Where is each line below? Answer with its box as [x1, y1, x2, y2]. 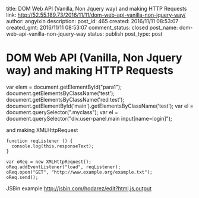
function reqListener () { [6, 138, 73, 144]
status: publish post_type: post [87, 30, 163, 37]
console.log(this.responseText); [11, 143, 94, 149]
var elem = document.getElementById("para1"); [6, 83, 122, 90]
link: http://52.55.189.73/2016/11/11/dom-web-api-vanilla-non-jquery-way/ [6, 11, 186, 18]
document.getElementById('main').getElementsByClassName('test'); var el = [6, 102, 194, 109]
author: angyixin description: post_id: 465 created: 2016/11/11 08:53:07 [6, 18, 179, 24]
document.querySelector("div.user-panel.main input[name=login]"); [6, 115, 172, 122]
